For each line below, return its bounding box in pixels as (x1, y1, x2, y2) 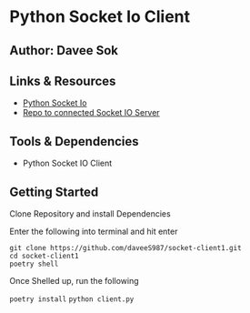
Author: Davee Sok (9, 43, 118, 58)
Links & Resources (9, 73, 116, 88)
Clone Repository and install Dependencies (9, 208, 171, 219)
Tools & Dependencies (9, 134, 139, 149)
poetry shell (9, 259, 59, 269)
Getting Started (9, 184, 99, 199)
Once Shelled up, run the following (9, 276, 139, 287)
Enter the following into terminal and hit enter (9, 226, 178, 237)
